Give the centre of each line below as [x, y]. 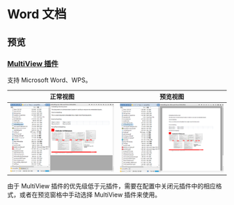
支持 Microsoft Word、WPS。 [49, 80]
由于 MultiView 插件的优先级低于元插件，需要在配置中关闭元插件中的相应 [111, 186]
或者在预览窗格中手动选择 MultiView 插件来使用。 [90, 195]
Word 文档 [37, 14]
